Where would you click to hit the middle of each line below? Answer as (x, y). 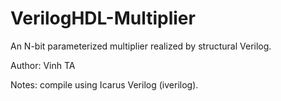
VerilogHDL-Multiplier (103, 18)
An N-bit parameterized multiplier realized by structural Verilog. (141, 46)
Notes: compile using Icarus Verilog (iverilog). (104, 84)
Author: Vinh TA (43, 65)
